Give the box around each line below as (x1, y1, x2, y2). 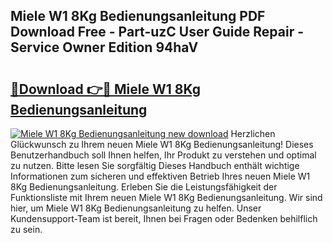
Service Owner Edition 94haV (10, 39, 199, 56)
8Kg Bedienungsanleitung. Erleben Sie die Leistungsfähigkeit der (10, 181, 278, 193)
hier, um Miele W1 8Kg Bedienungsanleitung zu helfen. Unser (10, 202, 262, 214)
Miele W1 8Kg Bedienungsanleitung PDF (10, 8, 266, 25)
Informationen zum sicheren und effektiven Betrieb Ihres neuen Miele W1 (10, 170, 311, 182)
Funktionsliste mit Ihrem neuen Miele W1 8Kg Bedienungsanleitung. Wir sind (10, 192, 323, 203)
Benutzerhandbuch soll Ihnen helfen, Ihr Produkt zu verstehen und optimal (10, 149, 317, 161)
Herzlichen (230, 128, 276, 139)
